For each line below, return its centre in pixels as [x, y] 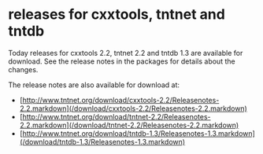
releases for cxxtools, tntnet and [117, 15]
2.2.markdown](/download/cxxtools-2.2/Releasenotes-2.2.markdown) [133, 108]
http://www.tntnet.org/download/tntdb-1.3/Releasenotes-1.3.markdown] [139, 133]
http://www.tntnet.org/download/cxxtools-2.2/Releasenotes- [121, 100]
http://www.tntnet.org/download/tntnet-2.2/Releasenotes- [117, 116]
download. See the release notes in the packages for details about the [122, 61]
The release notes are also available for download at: [94, 85]
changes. [23, 69]
